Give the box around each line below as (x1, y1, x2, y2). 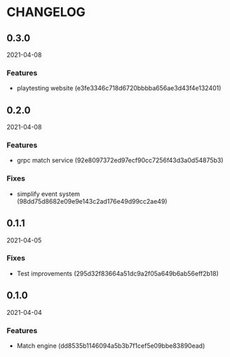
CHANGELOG (6, 4, 86, 20)
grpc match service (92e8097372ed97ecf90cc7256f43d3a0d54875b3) (16, 156, 224, 164)
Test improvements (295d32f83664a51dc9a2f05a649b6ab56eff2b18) (16, 269, 219, 277)
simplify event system (16, 190, 81, 198)
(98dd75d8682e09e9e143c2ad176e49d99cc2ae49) (16, 197, 168, 205)
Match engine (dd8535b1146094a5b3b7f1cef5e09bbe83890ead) (16, 341, 205, 350)
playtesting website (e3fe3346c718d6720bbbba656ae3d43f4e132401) (16, 84, 222, 92)
